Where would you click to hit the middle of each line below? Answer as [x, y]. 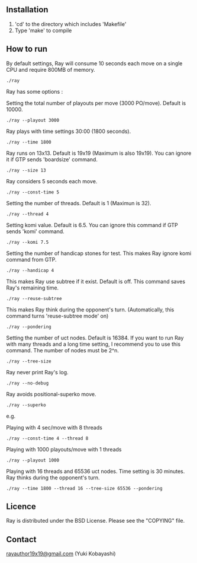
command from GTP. [31, 259]
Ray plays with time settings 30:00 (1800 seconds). [69, 131]
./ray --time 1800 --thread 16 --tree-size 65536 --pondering [84, 488]
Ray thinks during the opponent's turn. [53, 478]
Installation [27, 10]
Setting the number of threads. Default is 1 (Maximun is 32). [79, 203]
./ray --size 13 [26, 170]
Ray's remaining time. [33, 288]
